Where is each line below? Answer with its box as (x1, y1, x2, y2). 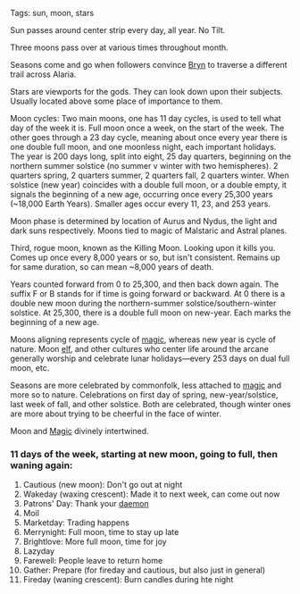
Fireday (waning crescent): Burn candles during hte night (22, 574, 234, 585)
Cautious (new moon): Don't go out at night (22, 480, 183, 490)
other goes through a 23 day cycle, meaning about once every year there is (10, 132, 288, 142)
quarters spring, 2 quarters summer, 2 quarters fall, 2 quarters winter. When (10, 170, 289, 180)
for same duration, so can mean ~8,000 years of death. (10, 262, 214, 272)
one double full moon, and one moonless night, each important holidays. (10, 142, 277, 152)
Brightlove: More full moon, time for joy (22, 536, 168, 548)
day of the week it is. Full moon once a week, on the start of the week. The (10, 122, 285, 133)
